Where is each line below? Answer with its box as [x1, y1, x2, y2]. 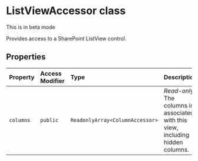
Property [9, 73, 35, 81]
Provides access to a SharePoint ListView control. [6, 35, 127, 42]
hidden [163, 138, 183, 146]
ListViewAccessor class [6, 4, 126, 18]
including [163, 130, 190, 139]
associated [163, 109, 194, 117]
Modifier [40, 76, 65, 85]
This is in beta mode [6, 24, 55, 31]
